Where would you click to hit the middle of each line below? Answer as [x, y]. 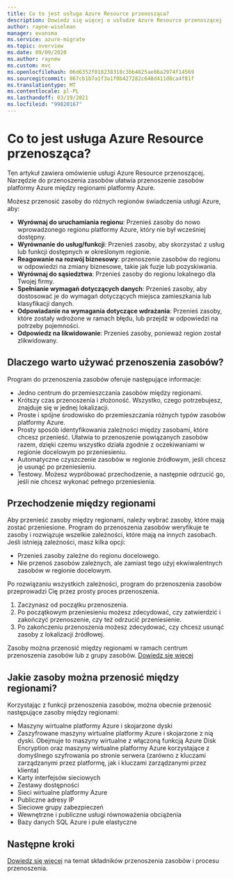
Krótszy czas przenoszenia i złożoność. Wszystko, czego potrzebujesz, [120, 400]
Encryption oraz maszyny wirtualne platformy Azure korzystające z [113, 748]
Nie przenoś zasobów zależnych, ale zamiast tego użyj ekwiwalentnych [120, 563]
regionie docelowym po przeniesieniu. [72, 452]
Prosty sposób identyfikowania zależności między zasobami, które [113, 430]
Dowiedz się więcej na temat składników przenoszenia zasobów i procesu [113, 861]
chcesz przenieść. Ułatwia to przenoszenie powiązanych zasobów [113, 437]
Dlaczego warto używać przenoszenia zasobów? [115, 363]
